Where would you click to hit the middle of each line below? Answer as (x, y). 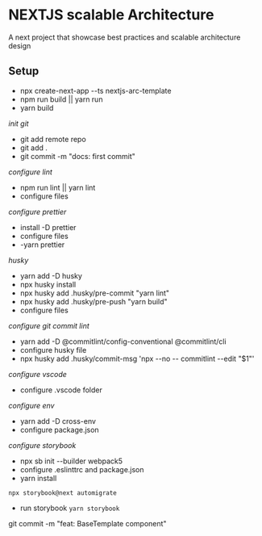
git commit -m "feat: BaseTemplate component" (87, 523)
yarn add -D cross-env (58, 421)
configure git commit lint (49, 325)
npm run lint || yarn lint (58, 187)
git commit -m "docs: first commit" (77, 156)
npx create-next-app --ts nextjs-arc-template (96, 90)
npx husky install (48, 284)
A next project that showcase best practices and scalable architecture (125, 37)
